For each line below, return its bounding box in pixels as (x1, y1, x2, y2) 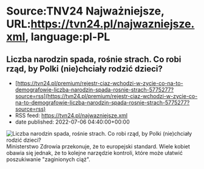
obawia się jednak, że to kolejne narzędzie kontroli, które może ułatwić (6, 150, 183, 156)
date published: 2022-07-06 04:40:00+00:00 (15, 118, 130, 125)
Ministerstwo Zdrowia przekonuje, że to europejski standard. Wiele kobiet (6, 143, 190, 150)
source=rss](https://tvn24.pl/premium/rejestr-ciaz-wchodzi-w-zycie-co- (15, 93, 198, 99)
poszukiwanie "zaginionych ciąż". (6, 156, 90, 163)
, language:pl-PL (25, 30, 110, 44)
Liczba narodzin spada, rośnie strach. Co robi (6, 54, 182, 64)
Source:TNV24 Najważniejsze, (6, 4, 165, 18)
